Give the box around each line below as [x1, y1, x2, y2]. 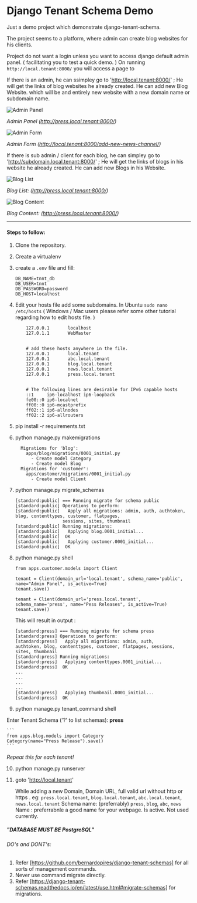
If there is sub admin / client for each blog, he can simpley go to [6, 151, 160, 159]
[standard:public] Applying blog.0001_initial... [15, 529, 144, 535]
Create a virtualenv [15, 253, 61, 260]
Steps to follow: [6, 229, 46, 236]
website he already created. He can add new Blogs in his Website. [6, 164, 166, 171]
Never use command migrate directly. [15, 871, 106, 878]
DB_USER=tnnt [15, 281, 47, 287]
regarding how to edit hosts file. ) [15, 314, 95, 321]
